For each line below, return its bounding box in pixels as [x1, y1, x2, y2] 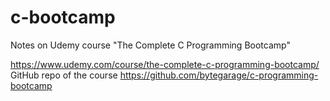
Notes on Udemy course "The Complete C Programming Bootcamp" [10, 39, 291, 51]
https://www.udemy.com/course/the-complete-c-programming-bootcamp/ [10, 58, 320, 70]
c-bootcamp [10, 6, 116, 29]
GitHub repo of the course [10, 69, 118, 81]
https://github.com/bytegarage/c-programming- [119, 69, 319, 81]
